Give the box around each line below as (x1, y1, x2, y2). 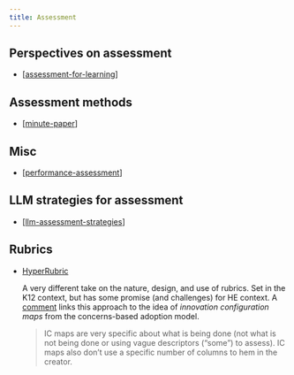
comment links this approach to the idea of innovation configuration (21, 302, 269, 312)
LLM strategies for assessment (9, 193, 184, 208)
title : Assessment (9, 12, 77, 22)
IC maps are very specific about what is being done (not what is (43, 328, 276, 339)
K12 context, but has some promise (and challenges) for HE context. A (21, 292, 278, 302)
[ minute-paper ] (21, 119, 78, 129)
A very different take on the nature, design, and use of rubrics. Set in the (21, 282, 286, 293)
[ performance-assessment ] (21, 167, 123, 178)
